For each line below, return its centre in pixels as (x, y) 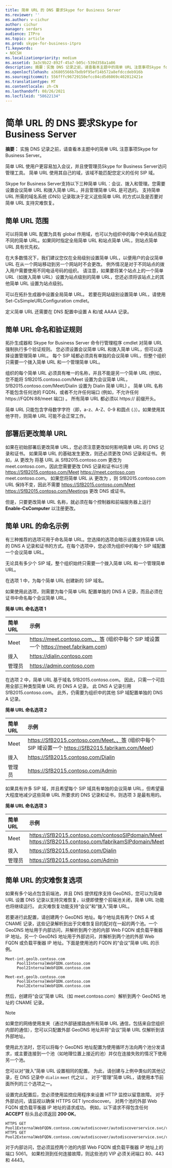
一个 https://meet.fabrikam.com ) (69, 646)
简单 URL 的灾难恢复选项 (44, 880)
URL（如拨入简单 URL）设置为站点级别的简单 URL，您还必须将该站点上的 (82, 277)
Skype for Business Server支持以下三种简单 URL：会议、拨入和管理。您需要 (85, 184)
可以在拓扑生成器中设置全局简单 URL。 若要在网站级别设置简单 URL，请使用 (85, 294)
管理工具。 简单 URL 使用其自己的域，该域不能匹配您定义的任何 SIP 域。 (81, 173)
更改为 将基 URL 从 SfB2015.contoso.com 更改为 (71, 459)
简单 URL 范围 (27, 221)
